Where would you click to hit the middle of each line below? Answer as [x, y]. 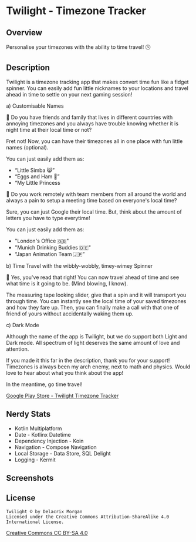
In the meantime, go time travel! [44, 384]
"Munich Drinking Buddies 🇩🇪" [53, 247]
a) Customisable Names [35, 106]
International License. [35, 522]
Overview [24, 33]
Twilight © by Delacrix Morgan [44, 511]
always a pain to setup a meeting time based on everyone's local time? [92, 200]
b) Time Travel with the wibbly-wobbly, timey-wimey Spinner [80, 265]
